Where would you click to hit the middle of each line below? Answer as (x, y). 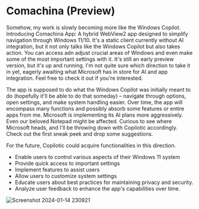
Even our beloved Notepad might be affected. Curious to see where (89, 121)
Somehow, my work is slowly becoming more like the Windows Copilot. (94, 27)
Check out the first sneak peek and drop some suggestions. (80, 134)
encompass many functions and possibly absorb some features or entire (95, 108)
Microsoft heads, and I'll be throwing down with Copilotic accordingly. (92, 127)
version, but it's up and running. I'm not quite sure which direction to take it (98, 65)
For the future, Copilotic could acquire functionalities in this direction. (91, 145)
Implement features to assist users (57, 169)
